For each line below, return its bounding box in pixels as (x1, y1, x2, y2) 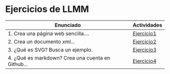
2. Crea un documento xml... (8, 38, 75, 45)
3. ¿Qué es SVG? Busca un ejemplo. (8, 46, 93, 53)
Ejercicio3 (132, 46, 157, 53)
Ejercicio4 (132, 57, 157, 64)
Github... (8, 60, 28, 67)
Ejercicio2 (132, 38, 157, 45)
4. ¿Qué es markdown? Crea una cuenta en (8, 54, 110, 61)
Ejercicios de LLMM (5, 3, 90, 15)
